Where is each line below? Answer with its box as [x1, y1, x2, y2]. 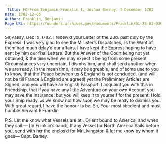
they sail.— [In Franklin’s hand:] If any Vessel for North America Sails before [5, 123, 159, 129]
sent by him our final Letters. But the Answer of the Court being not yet [5, 50, 150, 56]
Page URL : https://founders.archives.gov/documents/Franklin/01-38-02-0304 [5, 21, 165, 26]
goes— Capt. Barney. [5, 133, 48, 139]
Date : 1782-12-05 [5, 12, 41, 17]
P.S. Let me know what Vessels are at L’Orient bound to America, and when [5, 117, 159, 123]
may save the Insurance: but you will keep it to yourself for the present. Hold [5, 92, 161, 98]
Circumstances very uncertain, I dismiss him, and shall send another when [5, 61, 157, 67]
